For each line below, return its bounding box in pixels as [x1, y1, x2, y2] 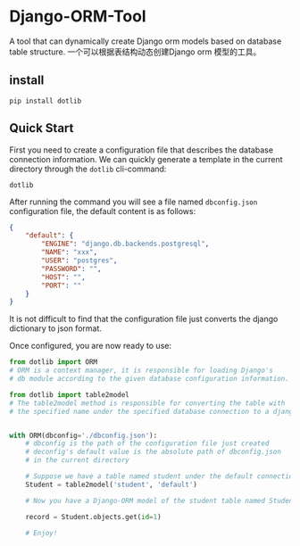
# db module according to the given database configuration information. [9, 375, 290, 384]
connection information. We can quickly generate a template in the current [9, 153, 283, 164]
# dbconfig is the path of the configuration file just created [25, 439, 270, 448]
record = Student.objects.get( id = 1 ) [25, 512, 162, 521]
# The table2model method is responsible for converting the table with [9, 399, 286, 408]
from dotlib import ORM [9, 358, 98, 367]
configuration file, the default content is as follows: [9, 205, 196, 216]
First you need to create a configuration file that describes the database [9, 145, 274, 155]
